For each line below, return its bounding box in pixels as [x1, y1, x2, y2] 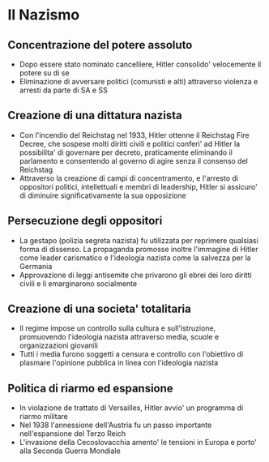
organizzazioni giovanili [19, 340, 98, 350]
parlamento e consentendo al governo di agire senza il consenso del [19, 156, 248, 165]
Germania [19, 261, 53, 271]
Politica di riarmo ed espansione [7, 381, 173, 395]
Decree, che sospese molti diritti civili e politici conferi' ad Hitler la [19, 139, 241, 148]
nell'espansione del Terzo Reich [19, 429, 126, 438]
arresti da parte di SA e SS [19, 85, 109, 95]
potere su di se [19, 68, 70, 78]
